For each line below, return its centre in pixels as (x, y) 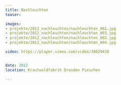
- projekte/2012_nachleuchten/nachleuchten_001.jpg (60, 28)
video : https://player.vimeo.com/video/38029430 (57, 52)
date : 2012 (17, 65)
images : (13, 24)
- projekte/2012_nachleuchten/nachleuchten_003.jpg (60, 33)
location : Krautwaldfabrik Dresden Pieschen (53, 70)
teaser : (13, 15)
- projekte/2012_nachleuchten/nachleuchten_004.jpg (60, 43)
